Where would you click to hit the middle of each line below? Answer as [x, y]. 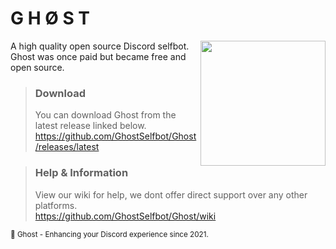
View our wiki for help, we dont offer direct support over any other [171, 194]
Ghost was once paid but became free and [98, 56]
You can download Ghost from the [105, 115]
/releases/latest [67, 147]
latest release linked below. [90, 126]
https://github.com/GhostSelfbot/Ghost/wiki [125, 216]
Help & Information [81, 173]
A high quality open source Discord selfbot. [100, 46]
